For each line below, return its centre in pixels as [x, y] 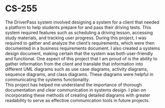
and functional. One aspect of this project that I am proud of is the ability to [81, 58]
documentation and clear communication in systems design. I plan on [76, 90]
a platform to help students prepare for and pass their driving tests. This [78, 27]
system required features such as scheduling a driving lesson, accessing [79, 32]
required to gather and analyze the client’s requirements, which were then [80, 43]
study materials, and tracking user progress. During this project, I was [76, 38]
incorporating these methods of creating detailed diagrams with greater [78, 95]
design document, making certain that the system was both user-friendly [79, 53]
